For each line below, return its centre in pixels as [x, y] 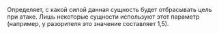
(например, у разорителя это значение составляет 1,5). [88, 24]
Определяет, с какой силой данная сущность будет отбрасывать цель [110, 10]
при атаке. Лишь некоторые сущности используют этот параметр [103, 17]
